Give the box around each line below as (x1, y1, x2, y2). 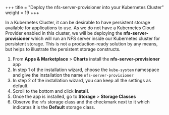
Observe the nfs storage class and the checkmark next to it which (12, 99, 150, 105)
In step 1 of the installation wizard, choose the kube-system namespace (12, 67, 160, 73)
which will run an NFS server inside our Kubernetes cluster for (31, 35, 160, 41)
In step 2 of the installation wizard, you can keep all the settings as (12, 78, 151, 83)
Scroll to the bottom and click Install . (12, 88, 89, 94)
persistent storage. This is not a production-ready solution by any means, (5, 41, 158, 47)
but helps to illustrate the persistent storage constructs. (5, 46, 121, 52)
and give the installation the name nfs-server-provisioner (12, 72, 134, 78)
